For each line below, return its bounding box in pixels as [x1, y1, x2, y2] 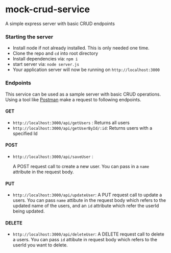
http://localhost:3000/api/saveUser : [12, 153, 93, 159]
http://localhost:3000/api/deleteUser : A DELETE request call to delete [12, 231, 164, 237]
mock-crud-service [5, 4, 90, 15]
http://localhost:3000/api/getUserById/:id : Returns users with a [12, 125, 153, 131]
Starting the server [5, 33, 54, 40]
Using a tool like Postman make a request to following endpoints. [5, 96, 141, 103]
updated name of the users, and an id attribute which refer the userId [12, 203, 159, 209]
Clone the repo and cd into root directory [12, 50, 99, 57]
